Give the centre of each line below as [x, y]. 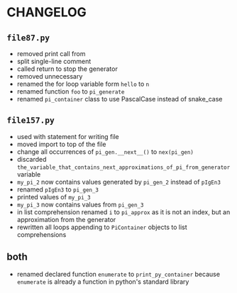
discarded [32, 159]
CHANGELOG [46, 12]
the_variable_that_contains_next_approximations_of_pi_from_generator [123, 167]
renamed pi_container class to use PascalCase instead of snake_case [120, 99]
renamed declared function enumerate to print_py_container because [118, 274]
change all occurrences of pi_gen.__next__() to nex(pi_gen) [105, 151]
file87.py [28, 38]
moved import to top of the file [61, 144]
